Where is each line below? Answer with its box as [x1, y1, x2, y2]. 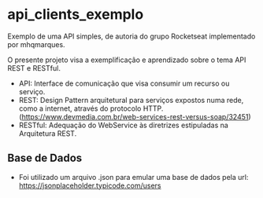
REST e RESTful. [7, 63, 61, 72]
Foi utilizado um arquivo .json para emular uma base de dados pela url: [18, 172, 249, 181]
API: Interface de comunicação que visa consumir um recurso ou [18, 79, 230, 88]
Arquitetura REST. [18, 128, 77, 138]
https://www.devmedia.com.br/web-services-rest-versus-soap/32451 [21, 112, 249, 121]
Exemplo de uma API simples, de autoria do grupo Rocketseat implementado [7, 31, 256, 41]
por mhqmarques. [7, 39, 65, 49]
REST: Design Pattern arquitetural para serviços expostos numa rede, [18, 95, 244, 104]
